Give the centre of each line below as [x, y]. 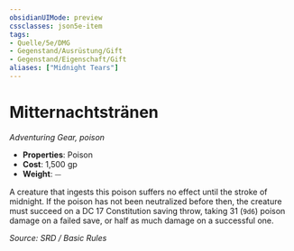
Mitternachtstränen [84, 112]
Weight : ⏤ [41, 174]
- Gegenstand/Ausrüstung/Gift [66, 51]
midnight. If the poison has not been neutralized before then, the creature [146, 201]
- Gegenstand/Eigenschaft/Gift [68, 59]
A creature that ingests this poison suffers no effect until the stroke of [138, 192]
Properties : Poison [57, 155]
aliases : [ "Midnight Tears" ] [64, 68]
